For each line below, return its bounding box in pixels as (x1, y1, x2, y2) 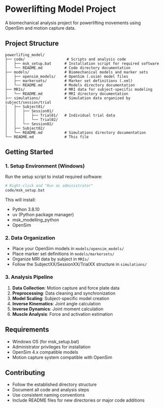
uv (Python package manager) (12, 212, 74, 218)
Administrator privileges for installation (12, 344, 91, 350)
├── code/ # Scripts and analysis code (5, 57, 126, 62)
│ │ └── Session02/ (5, 121, 54, 126)
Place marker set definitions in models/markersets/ (12, 251, 114, 257)
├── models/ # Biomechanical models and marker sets (5, 70, 148, 74)
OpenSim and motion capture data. (5, 25, 76, 31)
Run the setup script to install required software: (5, 174, 103, 180)
